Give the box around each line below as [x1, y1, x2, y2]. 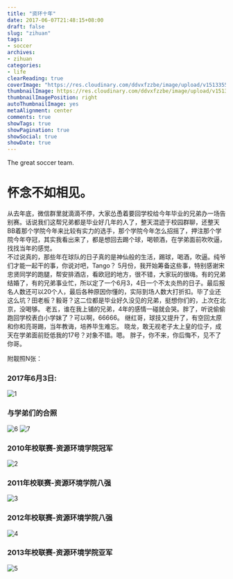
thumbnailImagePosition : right [7, 95, 98, 101]
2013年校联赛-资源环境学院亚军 [7, 548, 113, 557]
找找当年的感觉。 [7, 244, 56, 252]
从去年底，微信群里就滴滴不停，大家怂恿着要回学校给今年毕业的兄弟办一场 [7, 209, 220, 218]
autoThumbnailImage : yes [7, 101, 79, 108]
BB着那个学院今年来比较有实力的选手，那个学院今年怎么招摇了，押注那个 [7, 227, 216, 235]
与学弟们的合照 [7, 408, 58, 418]
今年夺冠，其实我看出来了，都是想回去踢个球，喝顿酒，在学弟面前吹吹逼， [12, 236, 226, 244]
